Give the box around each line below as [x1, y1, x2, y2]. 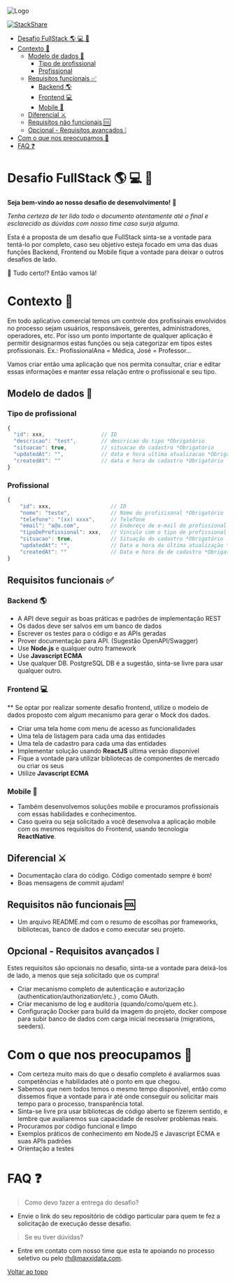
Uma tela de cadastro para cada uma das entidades [17, 739, 166, 747]
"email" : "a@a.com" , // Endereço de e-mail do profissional [20, 523, 227, 530]
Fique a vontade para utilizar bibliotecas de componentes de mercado [17, 754, 220, 763]
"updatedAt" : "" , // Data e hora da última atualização [20, 542, 224, 549]
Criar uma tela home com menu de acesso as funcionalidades [17, 724, 196, 732]
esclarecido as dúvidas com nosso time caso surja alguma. [7, 219, 180, 227]
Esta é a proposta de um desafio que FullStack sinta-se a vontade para [7, 232, 212, 241]
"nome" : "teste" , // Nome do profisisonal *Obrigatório [20, 509, 224, 516]
